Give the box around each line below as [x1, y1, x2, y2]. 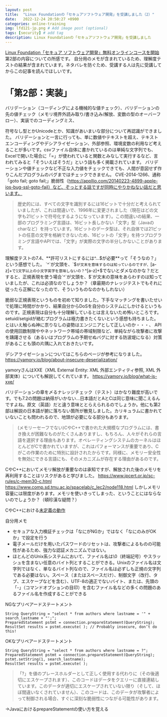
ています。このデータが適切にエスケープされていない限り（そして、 [17, 683, 157, 689]
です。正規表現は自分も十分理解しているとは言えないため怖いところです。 [9, 309, 162, 315]
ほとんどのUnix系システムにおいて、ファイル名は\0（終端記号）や [12, 553, 148, 559]
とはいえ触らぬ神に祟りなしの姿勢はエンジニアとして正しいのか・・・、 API [5, 322, 162, 328]
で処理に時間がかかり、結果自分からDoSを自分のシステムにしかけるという [5, 303, 158, 309]
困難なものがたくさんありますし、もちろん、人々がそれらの [34, 431, 158, 437]
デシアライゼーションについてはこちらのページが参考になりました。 [5, 351, 145, 357]
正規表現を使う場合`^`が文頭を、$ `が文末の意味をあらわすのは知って [22, 274, 163, 280]
